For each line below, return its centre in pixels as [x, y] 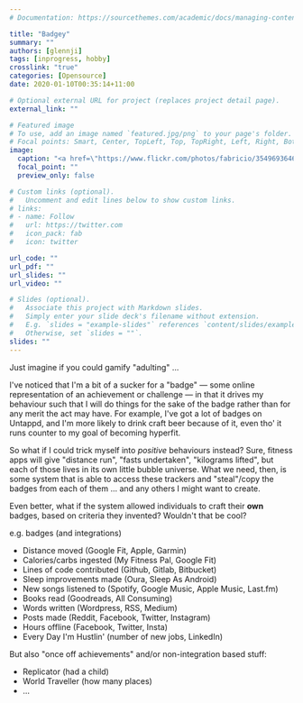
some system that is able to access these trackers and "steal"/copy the [142, 479]
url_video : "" [36, 283]
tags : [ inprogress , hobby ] [60, 59]
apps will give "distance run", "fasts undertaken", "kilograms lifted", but [142, 460]
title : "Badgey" [40, 34]
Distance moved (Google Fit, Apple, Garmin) [104, 550]
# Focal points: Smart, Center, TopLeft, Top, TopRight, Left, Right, [145, 142]
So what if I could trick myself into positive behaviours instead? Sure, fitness [151, 450]
